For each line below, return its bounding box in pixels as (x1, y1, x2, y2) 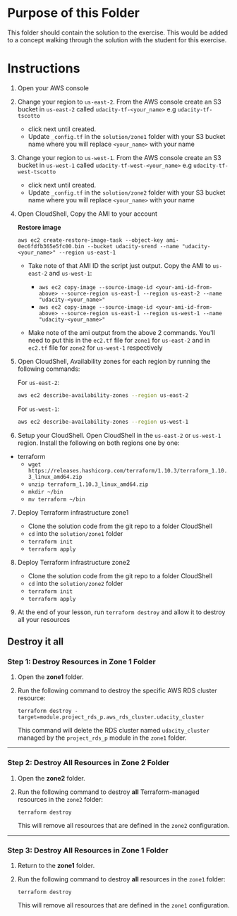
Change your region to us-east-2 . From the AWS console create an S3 (17, 97, 221, 106)
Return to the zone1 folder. (17, 861, 95, 869)
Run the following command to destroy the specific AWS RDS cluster (17, 686, 217, 695)
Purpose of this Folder (7, 5, 140, 21)
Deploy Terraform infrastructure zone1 (17, 508, 129, 516)
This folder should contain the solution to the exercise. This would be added (7, 28, 228, 37)
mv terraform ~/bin (28, 496, 86, 503)
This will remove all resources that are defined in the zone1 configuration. (17, 900, 230, 909)
